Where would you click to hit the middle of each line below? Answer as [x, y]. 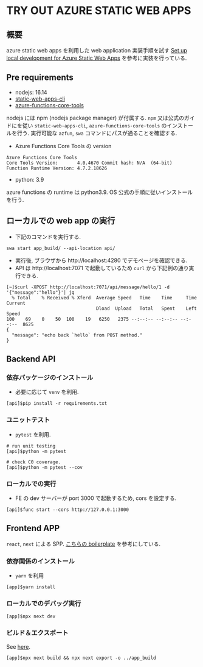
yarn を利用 [29, 576]
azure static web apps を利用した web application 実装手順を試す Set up [97, 50]
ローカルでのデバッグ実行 [44, 603]
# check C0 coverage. [34, 462]
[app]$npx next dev [31, 616]
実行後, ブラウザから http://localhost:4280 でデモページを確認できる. [101, 260]
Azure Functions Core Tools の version [63, 146]
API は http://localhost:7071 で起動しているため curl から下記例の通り [102, 268]
